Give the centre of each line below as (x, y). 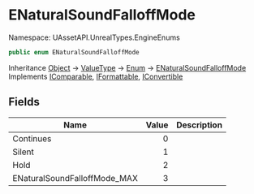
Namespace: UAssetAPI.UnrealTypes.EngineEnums (94, 37)
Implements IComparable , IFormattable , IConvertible (96, 76)
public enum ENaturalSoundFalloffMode (74, 52)
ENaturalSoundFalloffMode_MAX (75, 178)
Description (199, 125)
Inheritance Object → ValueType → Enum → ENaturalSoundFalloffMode (127, 67)
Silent (24, 152)
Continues (32, 138)
